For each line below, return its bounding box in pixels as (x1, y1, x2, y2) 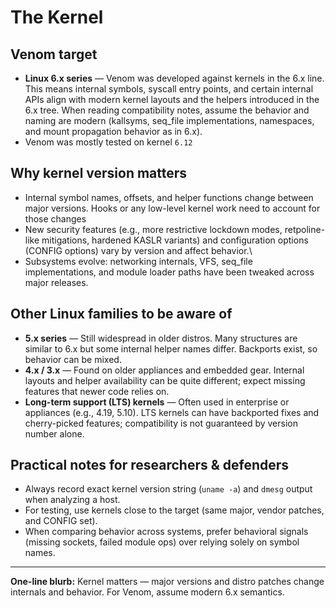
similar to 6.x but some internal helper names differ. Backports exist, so (24, 342, 318, 355)
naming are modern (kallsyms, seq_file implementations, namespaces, (24, 115, 315, 126)
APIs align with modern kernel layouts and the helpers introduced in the (24, 94, 320, 105)
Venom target (10, 46, 98, 63)
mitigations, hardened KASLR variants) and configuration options (41, 234, 309, 246)
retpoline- (284, 223, 326, 235)
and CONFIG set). (24, 515, 98, 527)
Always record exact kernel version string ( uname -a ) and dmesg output (24, 483, 313, 495)
